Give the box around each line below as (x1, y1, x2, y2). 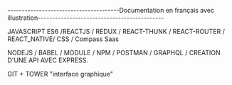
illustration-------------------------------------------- (7, 13, 164, 22)
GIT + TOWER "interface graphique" (7, 70, 114, 78)
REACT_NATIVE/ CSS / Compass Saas (7, 35, 120, 43)
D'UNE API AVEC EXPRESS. (7, 56, 89, 64)
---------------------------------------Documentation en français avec (7, 6, 215, 14)
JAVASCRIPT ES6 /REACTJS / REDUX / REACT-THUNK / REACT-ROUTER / (7, 28, 226, 35)
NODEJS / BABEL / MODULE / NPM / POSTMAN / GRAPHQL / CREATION (7, 49, 221, 57)
